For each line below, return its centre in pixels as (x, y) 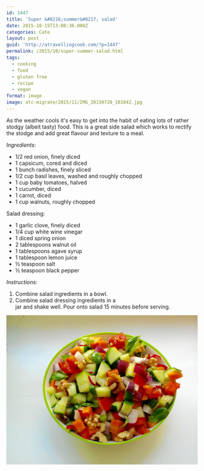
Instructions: (22, 282)
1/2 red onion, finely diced (48, 156)
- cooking (24, 64)
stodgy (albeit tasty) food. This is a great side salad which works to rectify (99, 127)
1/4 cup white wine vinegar (49, 232)
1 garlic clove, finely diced (48, 225)
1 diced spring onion (40, 238)
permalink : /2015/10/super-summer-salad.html (65, 52)
